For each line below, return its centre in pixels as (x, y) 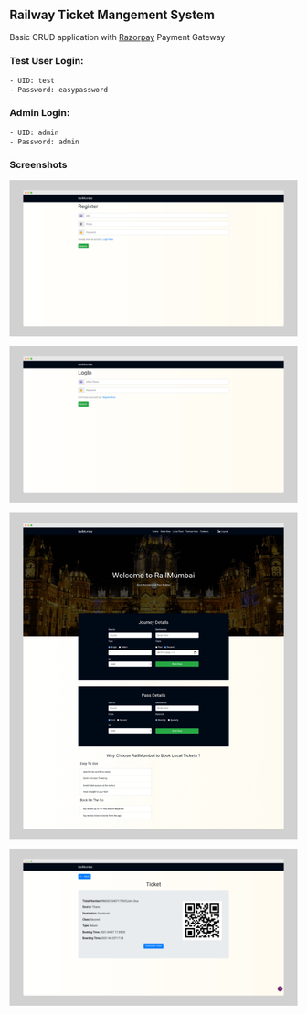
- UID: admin (34, 133)
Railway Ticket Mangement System (112, 15)
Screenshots (38, 165)
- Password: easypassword (58, 90)
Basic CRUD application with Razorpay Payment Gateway (117, 37)
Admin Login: (40, 113)
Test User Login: (47, 60)
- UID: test (32, 81)
